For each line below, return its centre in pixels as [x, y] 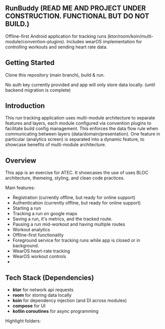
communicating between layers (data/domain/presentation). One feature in [83, 134]
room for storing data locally [42, 295]
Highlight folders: [23, 321]
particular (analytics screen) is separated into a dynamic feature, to [75, 139]
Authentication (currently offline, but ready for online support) [76, 203]
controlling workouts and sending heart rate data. [56, 47]
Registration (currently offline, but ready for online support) [74, 198]
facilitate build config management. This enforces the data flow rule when [82, 128]
